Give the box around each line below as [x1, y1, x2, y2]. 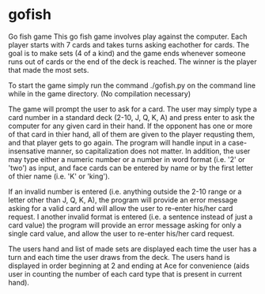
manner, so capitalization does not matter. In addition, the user [47, 146, 251, 156]
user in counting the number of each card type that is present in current [8, 269, 243, 278]
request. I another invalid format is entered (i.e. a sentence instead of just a [8, 212, 253, 221]
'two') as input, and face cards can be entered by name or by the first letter [8, 163, 254, 172]
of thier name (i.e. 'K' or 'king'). [8, 171, 111, 181]
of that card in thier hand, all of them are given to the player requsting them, [8, 129, 256, 139]
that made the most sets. [8, 65, 89, 74]
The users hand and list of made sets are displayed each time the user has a [8, 243, 257, 254]
